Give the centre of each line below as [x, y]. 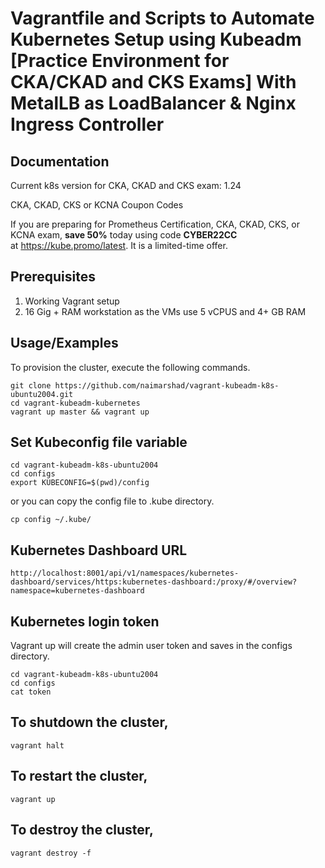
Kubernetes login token [85, 621]
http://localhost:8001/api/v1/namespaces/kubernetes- [125, 573]
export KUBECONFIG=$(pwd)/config [80, 483]
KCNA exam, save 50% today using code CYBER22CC [124, 235]
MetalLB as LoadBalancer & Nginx [153, 103]
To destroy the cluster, [82, 830]
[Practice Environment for [120, 61]
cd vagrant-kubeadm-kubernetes [75, 403]
